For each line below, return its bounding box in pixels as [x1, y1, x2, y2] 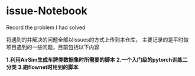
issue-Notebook [6, 4, 87, 18]
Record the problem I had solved [6, 24, 86, 31]
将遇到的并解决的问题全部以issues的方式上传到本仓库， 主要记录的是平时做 [6, 36, 189, 43]
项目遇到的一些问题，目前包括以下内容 [6, 43, 99, 50]
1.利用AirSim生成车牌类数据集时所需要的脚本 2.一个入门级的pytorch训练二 [6, 56, 188, 63]
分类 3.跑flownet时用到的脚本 [6, 64, 79, 71]
